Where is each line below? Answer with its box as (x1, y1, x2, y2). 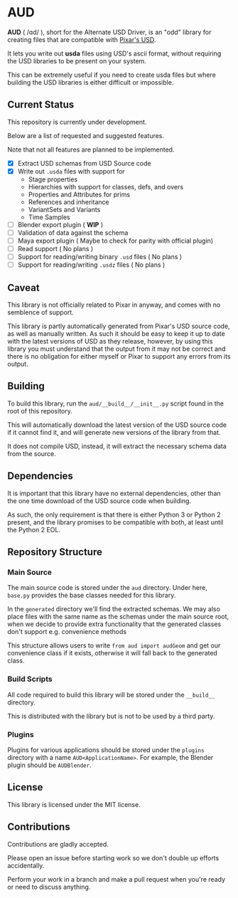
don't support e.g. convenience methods (7, 628, 126, 636)
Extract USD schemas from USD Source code (17, 159, 151, 167)
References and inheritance (28, 197, 109, 206)
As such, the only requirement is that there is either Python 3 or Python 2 (7, 510, 221, 519)
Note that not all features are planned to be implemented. (7, 145, 175, 154)
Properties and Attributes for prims (28, 190, 130, 199)
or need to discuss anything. (7, 882, 91, 891)
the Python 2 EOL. (7, 525, 60, 534)
